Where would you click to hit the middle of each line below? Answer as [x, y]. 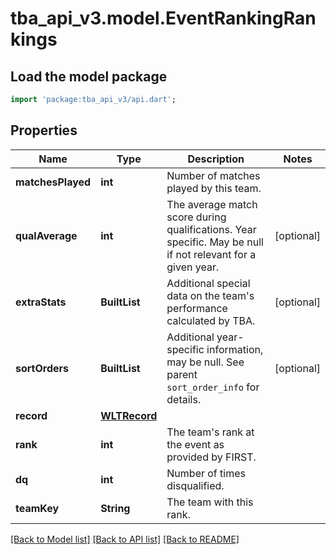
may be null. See [205, 362]
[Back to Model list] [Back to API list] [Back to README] [125, 539]
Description [216, 159]
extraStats [41, 302]
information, [235, 349]
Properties [44, 130]
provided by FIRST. [211, 457]
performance [197, 308]
